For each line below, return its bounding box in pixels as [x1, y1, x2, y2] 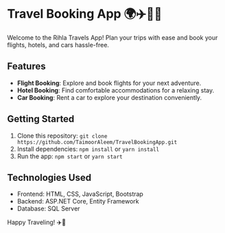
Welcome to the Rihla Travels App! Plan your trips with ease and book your [7, 33, 218, 42]
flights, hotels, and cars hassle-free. [7, 40, 110, 49]
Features [7, 60, 46, 73]
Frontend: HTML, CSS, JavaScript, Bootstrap [16, 190, 144, 198]
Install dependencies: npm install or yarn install [16, 145, 160, 153]
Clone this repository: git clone [16, 132, 108, 140]
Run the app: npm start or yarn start [16, 152, 123, 160]
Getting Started [7, 113, 75, 125]
